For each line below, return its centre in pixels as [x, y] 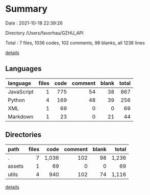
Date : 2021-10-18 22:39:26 [34, 23]
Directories [23, 135]
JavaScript [21, 91]
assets [16, 166]
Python [17, 100]
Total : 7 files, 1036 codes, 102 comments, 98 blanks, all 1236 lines [75, 43]
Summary [26, 9]
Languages [23, 69]
